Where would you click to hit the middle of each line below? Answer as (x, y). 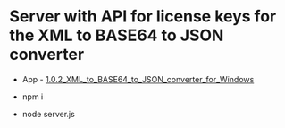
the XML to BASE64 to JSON (117, 35)
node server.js (49, 114)
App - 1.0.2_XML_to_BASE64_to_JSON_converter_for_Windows (138, 79)
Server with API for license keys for (143, 17)
